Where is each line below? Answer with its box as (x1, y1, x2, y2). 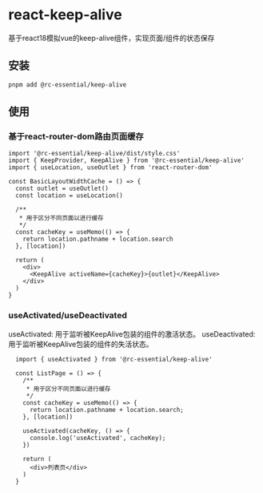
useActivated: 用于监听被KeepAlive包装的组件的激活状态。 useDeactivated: (8, 329, 256, 338)
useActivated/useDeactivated (8, 310, 128, 321)
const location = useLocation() (15, 192, 124, 200)
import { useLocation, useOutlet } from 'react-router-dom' (8, 164, 213, 172)
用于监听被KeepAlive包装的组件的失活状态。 (8, 339, 153, 349)
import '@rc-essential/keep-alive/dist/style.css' (8, 150, 181, 158)
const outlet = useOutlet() (15, 184, 110, 193)
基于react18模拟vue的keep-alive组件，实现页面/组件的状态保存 (8, 33, 215, 42)
